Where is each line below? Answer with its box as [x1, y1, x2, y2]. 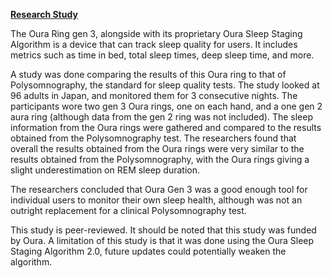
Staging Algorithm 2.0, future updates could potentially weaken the [10, 245, 287, 257]
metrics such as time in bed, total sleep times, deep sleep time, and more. [10, 49, 315, 61]
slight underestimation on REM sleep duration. [10, 164, 200, 176]
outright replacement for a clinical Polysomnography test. [10, 205, 247, 216]
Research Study [10, 9, 78, 20]
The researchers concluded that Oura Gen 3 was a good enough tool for [10, 184, 308, 195]
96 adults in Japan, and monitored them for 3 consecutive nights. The [10, 90, 298, 101]
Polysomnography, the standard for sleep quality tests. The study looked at [10, 79, 320, 91]
